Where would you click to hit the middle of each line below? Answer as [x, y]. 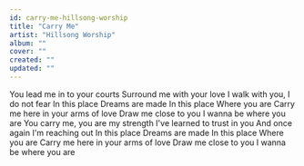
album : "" [28, 43]
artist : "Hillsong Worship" [63, 34]
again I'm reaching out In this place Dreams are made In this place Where [147, 132]
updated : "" [32, 69]
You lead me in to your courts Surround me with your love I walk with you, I [150, 94]
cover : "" [28, 52]
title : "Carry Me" [44, 26]
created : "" [32, 60]
